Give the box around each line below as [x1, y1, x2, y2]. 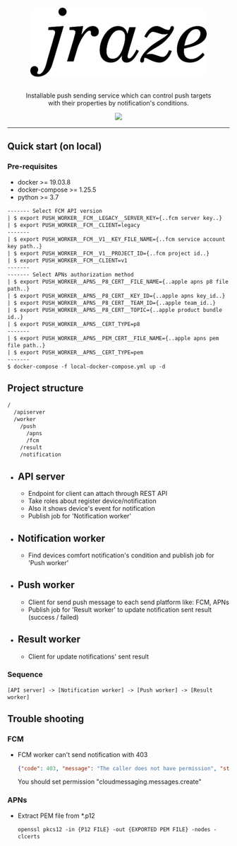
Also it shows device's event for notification [28, 504, 155, 513]
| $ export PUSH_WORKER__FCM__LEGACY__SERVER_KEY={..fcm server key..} [7, 214, 222, 221]
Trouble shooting [7, 713, 85, 725]
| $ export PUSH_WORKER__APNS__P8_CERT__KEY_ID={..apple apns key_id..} [7, 292, 226, 299]
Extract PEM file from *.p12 [17, 811, 95, 820]
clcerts [17, 833, 40, 840]
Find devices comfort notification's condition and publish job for [28, 551, 214, 560]
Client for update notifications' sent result [28, 652, 150, 661]
